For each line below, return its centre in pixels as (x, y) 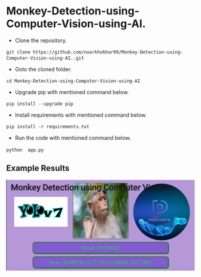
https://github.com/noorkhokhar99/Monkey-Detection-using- (108, 52)
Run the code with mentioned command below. (73, 138)
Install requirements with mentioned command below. (81, 115)
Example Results (38, 168)
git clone (19, 52)
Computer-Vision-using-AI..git (45, 58)
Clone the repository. (41, 40)
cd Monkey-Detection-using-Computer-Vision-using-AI (73, 81)
